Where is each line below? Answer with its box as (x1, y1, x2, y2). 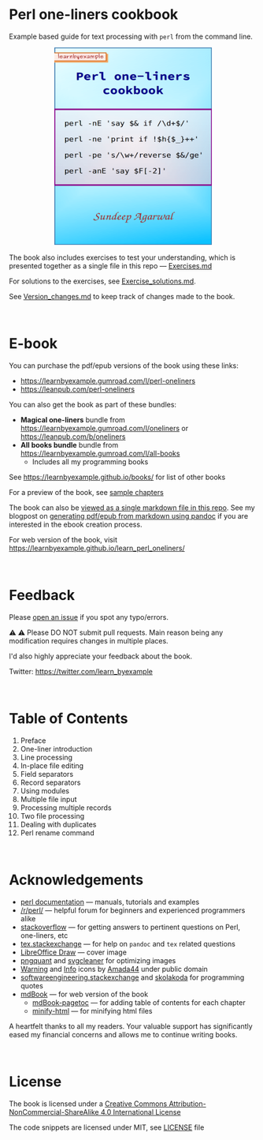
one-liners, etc (20, 930, 69, 940)
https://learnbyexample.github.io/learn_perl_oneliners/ (9, 543, 185, 553)
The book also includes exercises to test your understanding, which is (9, 253, 235, 262)
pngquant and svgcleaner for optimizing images (20, 955, 176, 965)
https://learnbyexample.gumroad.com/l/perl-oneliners (20, 376, 196, 385)
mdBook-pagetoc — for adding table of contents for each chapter (31, 997, 246, 1007)
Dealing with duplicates (20, 819, 97, 829)
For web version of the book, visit (9, 534, 117, 544)
